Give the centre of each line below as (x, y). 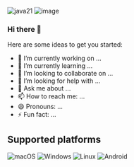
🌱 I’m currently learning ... (55, 66)
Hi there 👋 (25, 29)
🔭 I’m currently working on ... (59, 58)
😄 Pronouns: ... (40, 107)
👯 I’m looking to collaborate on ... (65, 74)
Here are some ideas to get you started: (65, 45)
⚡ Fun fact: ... (37, 115)
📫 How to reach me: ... (51, 96)
